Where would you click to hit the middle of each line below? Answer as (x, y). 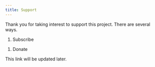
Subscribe (23, 39)
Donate (20, 49)
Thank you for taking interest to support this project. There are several (78, 24)
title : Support (21, 10)
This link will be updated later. (36, 59)
